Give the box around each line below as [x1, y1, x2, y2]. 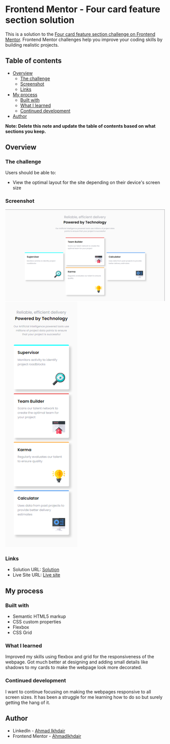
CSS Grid [12, 629, 32, 636]
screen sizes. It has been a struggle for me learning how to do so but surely [5, 694, 163, 700]
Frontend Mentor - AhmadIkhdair [12, 733, 81, 739]
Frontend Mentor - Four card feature [5, 4, 160, 15]
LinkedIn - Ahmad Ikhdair [12, 727, 66, 733]
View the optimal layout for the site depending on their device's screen [12, 179, 160, 185]
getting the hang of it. [5, 699, 51, 705]
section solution [5, 14, 75, 26]
